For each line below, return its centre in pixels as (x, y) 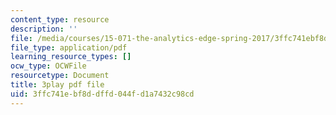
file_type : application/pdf (69, 47)
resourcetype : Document (60, 76)
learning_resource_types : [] (71, 57)
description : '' (44, 29)
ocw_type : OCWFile (48, 66)
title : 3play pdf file (57, 85)
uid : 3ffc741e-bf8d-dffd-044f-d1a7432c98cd (102, 94)
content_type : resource (60, 19)
